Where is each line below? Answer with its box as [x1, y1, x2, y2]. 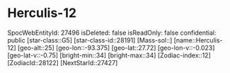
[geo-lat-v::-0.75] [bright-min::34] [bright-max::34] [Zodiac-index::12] [7, 51, 211, 60]
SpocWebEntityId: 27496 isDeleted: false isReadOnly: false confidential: [7, 28, 217, 37]
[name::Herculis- [173, 35, 223, 44]
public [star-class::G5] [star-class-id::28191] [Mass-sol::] [7, 35, 173, 44]
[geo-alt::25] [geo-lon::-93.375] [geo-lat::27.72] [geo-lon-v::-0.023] [17, 43, 215, 52]
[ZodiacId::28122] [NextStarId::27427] [7, 58, 118, 67]
